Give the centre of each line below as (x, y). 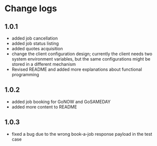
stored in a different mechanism (44, 64)
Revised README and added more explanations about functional (77, 69)
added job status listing (35, 43)
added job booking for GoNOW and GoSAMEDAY (61, 102)
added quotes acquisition (37, 49)
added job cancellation (35, 38)
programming (25, 74)
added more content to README (44, 107)
